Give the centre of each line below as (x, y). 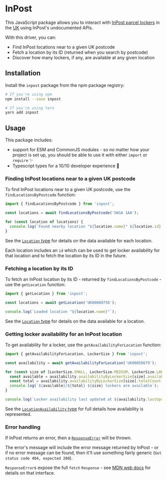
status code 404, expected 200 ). (39, 458)
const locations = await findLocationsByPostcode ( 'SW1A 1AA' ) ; (72, 213)
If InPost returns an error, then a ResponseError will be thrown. (68, 438)
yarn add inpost (22, 112)
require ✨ (23, 160)
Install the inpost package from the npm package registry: (65, 85)
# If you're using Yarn (30, 108)
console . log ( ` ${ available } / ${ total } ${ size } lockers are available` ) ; (84, 386)
